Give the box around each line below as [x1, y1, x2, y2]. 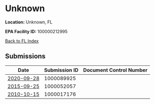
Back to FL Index [5, 38, 39, 44]
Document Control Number [83, 66, 148, 73]
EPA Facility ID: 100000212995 [5, 28, 68, 34]
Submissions [5, 52, 45, 61]
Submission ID [44, 66, 79, 73]
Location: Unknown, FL [5, 19, 53, 25]
